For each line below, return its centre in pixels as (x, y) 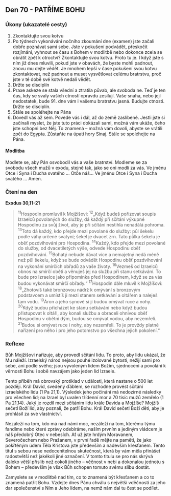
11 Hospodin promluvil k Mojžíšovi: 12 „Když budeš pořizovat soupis (87, 213)
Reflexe (15, 343)
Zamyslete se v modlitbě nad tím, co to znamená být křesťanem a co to (80, 477)
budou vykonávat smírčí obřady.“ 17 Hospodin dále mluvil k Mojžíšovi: (90, 283)
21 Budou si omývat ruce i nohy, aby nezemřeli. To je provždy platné (88, 325)
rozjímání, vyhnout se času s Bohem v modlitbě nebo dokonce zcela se (87, 52)
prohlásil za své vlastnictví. (34, 414)
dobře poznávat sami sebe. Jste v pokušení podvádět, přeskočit (80, 47)
